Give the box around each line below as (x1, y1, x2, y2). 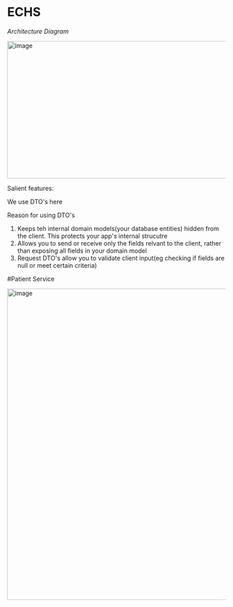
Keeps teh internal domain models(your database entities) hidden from (17, 224, 220, 232)
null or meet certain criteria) (17, 261, 97, 269)
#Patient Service (7, 275, 55, 283)
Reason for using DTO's (7, 211, 75, 219)
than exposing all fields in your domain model (17, 246, 147, 255)
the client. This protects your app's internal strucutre (17, 232, 168, 240)
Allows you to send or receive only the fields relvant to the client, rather (17, 239, 222, 247)
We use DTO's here (7, 197, 63, 205)
